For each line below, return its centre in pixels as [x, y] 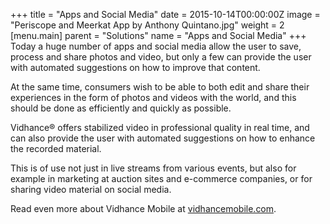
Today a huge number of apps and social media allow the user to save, [156, 46]
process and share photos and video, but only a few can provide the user [161, 57]
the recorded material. [56, 148]
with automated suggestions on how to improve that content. [135, 67]
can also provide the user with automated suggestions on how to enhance [163, 138]
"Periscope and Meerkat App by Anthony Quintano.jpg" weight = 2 [147, 25]
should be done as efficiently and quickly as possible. [121, 108]
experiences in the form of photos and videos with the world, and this [153, 97]
